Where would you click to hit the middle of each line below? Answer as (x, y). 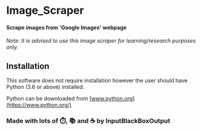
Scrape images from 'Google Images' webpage (67, 27)
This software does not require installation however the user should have (97, 81)
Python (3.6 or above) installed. (45, 87)
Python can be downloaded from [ (49, 99)
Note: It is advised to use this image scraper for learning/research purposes (101, 41)
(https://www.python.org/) (39, 105)
